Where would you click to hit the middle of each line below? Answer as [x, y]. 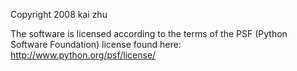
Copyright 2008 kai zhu [59, 14]
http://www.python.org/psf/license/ [83, 55]
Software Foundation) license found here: [96, 44]
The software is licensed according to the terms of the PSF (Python [149, 33]
